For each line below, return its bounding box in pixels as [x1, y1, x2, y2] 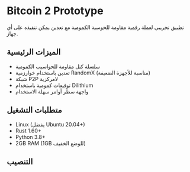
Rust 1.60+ [15, 127, 42, 134]
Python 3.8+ [15, 133, 46, 140]
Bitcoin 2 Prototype [7, 4, 104, 18]
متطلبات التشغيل [7, 105, 62, 115]
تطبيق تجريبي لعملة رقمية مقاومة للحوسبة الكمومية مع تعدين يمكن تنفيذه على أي [7, 24, 184, 31]
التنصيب [7, 157, 33, 167]
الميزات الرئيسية [7, 47, 61, 57]
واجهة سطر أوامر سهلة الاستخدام [15, 87, 89, 95]
